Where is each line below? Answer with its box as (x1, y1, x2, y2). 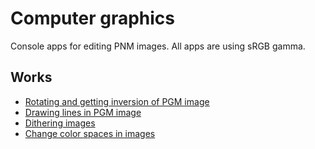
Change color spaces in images (24, 127, 156, 139)
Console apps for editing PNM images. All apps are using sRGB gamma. (10, 40, 306, 52)
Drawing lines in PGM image (24, 106, 142, 118)
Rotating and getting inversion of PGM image (24, 95, 210, 107)
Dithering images (24, 117, 96, 129)
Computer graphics (10, 7, 176, 30)
